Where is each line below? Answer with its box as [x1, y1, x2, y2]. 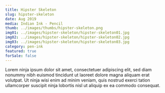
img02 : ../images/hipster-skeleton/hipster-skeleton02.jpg [5, 35, 130, 40]
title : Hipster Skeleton [5, 7, 56, 12]
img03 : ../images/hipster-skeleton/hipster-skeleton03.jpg [5, 40, 130, 45]
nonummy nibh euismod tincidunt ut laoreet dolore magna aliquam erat [5, 72, 150, 78]
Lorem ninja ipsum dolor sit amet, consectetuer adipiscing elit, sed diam [5, 67, 152, 73]
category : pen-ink [5, 44, 43, 49]
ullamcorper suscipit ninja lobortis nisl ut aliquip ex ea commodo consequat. [5, 83, 161, 89]
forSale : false [5, 53, 37, 58]
